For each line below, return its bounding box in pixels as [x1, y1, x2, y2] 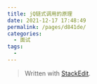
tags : [7, 43, 23, 50]
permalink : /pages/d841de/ [7, 23, 86, 30]
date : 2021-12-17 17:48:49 [7, 17, 86, 24]
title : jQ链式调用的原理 [7, 10, 72, 18]
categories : [7, 30, 42, 37]
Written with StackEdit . [24, 68, 91, 78]
